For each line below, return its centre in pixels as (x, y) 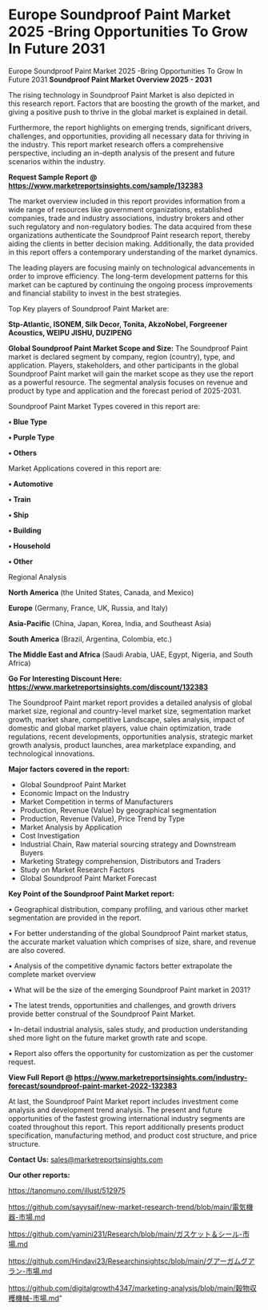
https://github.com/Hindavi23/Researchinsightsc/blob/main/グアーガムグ (128, 1261)
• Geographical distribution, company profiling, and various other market (128, 909)
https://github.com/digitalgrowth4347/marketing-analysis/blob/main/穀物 (129, 1288)
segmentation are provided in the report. (75, 918)
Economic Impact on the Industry (74, 793)
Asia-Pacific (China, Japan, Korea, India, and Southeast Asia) (110, 623)
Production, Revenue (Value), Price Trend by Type (102, 818)
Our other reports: (39, 1175)
